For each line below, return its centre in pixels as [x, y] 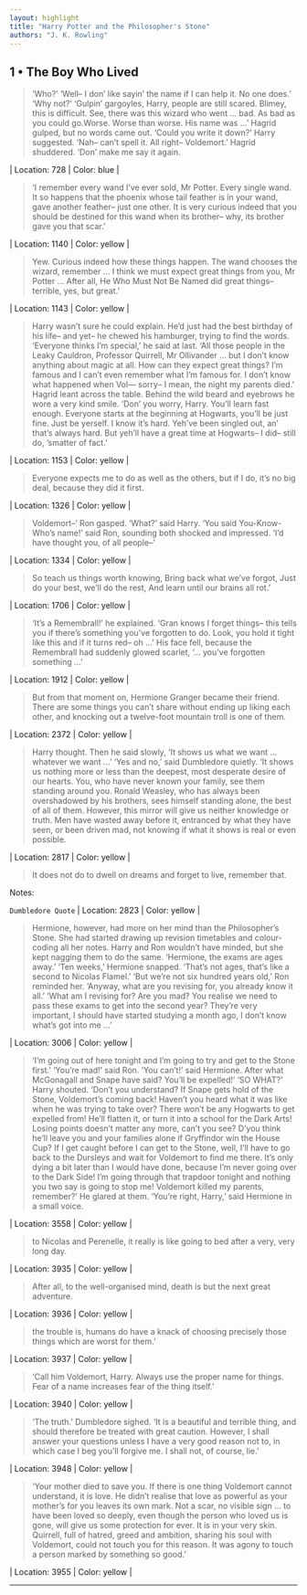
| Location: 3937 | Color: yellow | [71, 1359]
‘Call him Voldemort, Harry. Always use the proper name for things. [158, 1377]
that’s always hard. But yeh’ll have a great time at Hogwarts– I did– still [164, 433]
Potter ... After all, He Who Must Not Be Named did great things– [153, 281]
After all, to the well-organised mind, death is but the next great [151, 1287]
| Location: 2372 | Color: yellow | [71, 734]
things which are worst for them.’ [94, 1341]
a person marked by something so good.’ [109, 1555]
